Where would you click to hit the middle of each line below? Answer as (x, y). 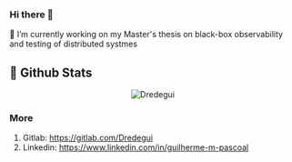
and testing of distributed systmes (74, 44)
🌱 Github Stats (51, 72)
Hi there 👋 (32, 15)
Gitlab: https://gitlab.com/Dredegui (87, 138)
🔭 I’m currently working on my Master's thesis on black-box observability (146, 35)
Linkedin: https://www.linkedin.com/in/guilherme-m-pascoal (136, 147)
